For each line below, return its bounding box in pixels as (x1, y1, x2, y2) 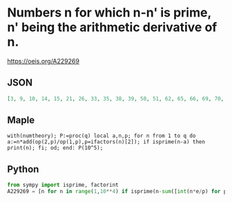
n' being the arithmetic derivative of (7, 19, 217, 35)
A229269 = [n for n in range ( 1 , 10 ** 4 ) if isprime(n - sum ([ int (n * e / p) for (7, 188, 221, 195)
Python (7, 163, 39, 175)
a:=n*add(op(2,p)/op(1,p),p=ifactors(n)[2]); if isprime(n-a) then (7, 139, 206, 145)
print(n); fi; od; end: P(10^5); (7, 145, 104, 152)
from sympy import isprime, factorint (7, 181, 119, 189)
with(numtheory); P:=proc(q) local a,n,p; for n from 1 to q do (7, 132, 196, 139)
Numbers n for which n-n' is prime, (7, 5, 212, 21)
